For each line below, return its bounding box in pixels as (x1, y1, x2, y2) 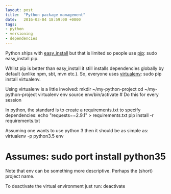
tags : (5, 21, 17, 27)
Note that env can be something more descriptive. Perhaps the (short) (5, 167, 153, 174)
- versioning (5, 31, 33, 36)
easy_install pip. (5, 55, 39, 61)
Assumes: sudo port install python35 (5, 151, 166, 162)
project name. (5, 173, 35, 179)
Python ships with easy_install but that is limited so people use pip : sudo (5, 50, 157, 56)
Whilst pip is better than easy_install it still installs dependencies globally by (5, 65, 164, 71)
